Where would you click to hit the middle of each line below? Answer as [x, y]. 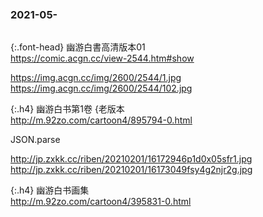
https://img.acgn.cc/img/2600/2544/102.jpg [101, 88]
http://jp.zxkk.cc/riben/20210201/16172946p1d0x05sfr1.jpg [131, 159]
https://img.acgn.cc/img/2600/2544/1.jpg [96, 78]
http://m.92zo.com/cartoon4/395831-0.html [101, 202]
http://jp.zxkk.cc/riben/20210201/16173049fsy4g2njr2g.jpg [131, 170]
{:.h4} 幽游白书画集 [50, 190]
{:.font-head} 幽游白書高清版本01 [78, 47]
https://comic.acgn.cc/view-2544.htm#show [102, 58]
